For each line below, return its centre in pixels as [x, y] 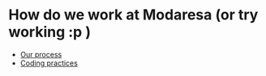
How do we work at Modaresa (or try [133, 15]
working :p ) [50, 32]
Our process [41, 54]
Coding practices [49, 63]
